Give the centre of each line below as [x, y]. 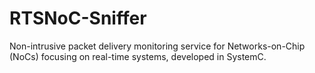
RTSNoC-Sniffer [78, 18]
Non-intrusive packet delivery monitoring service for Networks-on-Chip [157, 46]
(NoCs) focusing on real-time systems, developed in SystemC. [138, 56]
